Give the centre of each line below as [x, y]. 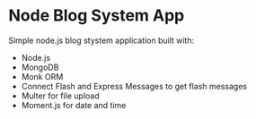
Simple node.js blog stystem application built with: [102, 40]
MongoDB [40, 67]
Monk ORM [42, 76]
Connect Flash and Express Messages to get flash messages [134, 86]
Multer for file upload [60, 96]
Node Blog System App [97, 16]
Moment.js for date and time [74, 105]
